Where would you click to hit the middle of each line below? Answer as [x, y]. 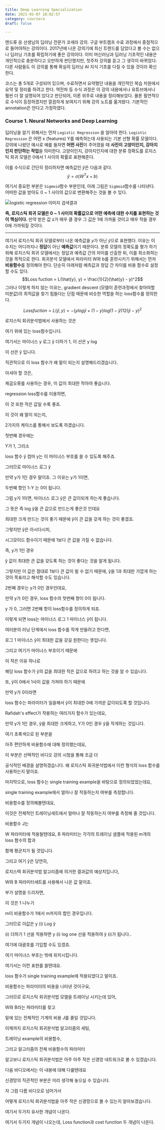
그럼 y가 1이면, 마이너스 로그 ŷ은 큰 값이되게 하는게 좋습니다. [63, 498]
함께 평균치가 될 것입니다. [29, 850]
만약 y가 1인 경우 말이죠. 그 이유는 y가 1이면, [47, 477]
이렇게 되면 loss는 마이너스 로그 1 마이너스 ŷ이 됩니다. [56, 619]
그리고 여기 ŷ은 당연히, [27, 861]
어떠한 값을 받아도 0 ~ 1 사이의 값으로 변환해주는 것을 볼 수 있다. [66, 193]
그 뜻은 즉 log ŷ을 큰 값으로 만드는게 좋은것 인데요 [53, 508]
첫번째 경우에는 [20, 435]
